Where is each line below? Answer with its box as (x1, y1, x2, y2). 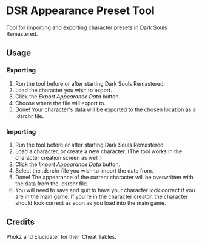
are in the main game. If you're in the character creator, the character (15, 193, 188, 200)
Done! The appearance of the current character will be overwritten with (15, 173, 194, 181)
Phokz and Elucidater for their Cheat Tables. (6, 233, 116, 240)
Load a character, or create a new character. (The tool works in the (15, 147, 183, 155)
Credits (6, 217, 35, 227)
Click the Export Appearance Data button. (15, 92, 121, 100)
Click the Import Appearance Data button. (15, 160, 121, 168)
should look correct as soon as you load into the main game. (15, 199, 166, 207)
